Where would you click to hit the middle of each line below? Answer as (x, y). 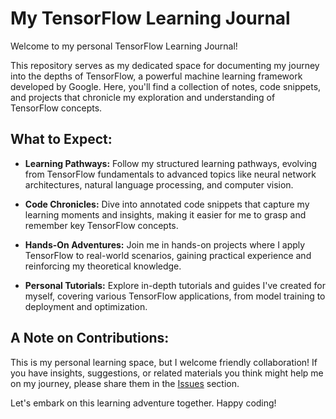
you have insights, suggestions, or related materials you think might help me (167, 373)
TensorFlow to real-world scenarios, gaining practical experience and (168, 255)
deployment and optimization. (86, 306)
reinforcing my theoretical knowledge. (103, 266)
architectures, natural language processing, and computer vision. (159, 184)
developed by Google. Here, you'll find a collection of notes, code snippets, (166, 86)
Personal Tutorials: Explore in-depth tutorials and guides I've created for (175, 285)
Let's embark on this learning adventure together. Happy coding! (143, 403)
